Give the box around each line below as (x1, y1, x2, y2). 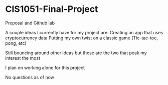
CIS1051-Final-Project (5, 3, 98, 15)
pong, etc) (5, 40, 27, 46)
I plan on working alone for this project (5, 65, 85, 71)
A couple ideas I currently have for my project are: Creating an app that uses (5, 29, 163, 35)
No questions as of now (5, 74, 54, 80)
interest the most (5, 55, 40, 61)
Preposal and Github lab (5, 20, 55, 26)
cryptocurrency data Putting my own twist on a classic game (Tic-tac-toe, (5, 35, 158, 41)
